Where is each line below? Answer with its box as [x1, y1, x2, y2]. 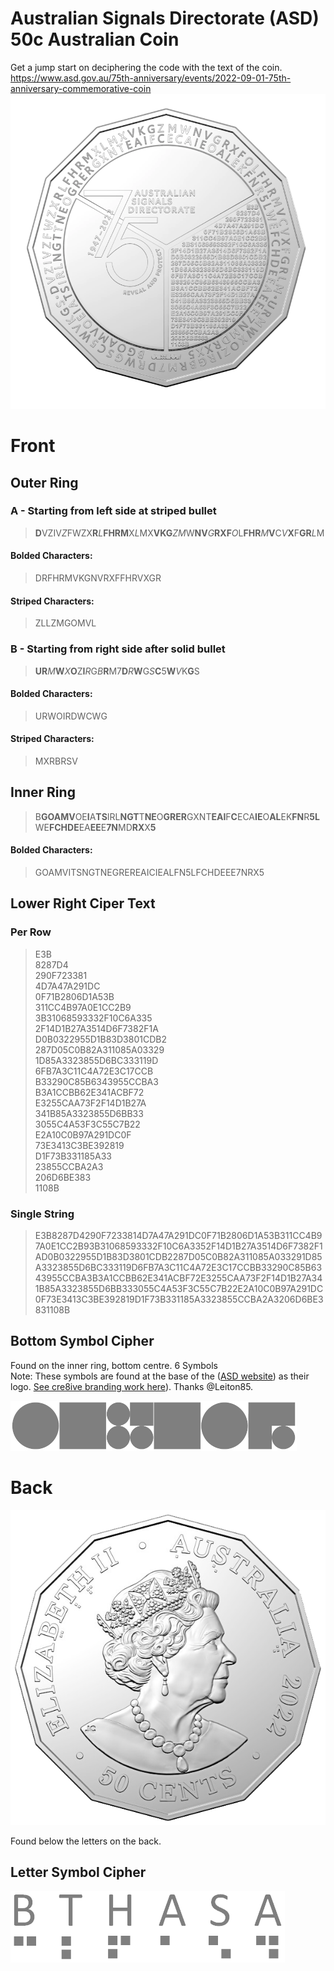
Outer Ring [10, 474, 79, 491]
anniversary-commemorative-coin [10, 82, 152, 94]
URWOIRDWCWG [34, 710, 108, 722]
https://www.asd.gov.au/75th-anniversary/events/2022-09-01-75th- [10, 72, 292, 84]
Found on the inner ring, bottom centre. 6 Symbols [10, 1359, 218, 1371]
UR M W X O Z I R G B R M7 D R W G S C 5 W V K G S [34, 665, 200, 677]
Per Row [10, 925, 52, 939]
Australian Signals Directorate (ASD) [10, 7, 320, 30]
